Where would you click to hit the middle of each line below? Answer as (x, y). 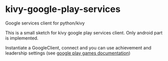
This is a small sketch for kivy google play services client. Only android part (84, 32)
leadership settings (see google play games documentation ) (68, 53)
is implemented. (22, 38)
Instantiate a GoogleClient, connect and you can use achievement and (78, 47)
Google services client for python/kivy (45, 23)
